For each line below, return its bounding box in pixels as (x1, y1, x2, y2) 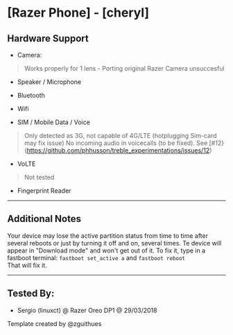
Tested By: (7, 288, 55, 300)
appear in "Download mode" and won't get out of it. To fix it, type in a (7, 246, 206, 255)
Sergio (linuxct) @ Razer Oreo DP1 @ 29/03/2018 (17, 306, 157, 314)
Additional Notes (7, 213, 82, 225)
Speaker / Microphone (17, 78, 82, 86)
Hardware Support (7, 33, 89, 44)
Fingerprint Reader (17, 187, 71, 195)
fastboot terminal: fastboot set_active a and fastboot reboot (7, 253, 186, 261)
